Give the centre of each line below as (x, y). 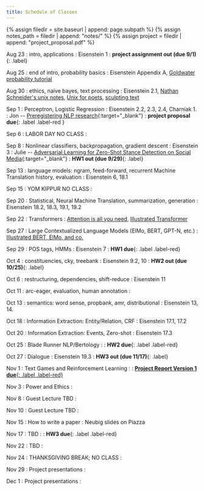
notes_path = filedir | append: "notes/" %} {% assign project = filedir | (94, 36)
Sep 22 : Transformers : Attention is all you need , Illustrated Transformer (97, 219)
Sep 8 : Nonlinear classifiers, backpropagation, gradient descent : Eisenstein (102, 145)
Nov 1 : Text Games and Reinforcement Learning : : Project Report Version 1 (102, 368)
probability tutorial (29, 79)
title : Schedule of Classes (42, 12)
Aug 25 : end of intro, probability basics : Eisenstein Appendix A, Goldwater (101, 72)
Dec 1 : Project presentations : (44, 481)
